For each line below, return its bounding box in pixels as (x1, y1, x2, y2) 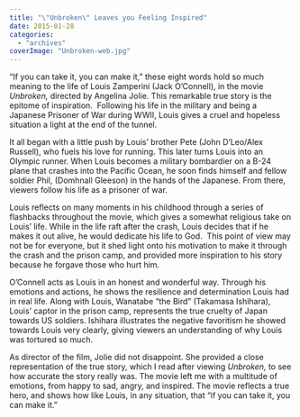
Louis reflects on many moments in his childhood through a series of (9, 202, 264, 213)
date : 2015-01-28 (9, 22, 75, 31)
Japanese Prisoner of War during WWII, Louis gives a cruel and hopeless (9, 110, 281, 121)
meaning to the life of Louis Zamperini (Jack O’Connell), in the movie (9, 81, 264, 92)
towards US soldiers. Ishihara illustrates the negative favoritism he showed (9, 315, 286, 326)
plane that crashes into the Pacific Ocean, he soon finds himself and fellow (9, 166, 287, 177)
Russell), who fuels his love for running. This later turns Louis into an (9, 146, 264, 158)
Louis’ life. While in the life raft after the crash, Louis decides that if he (9, 222, 268, 232)
